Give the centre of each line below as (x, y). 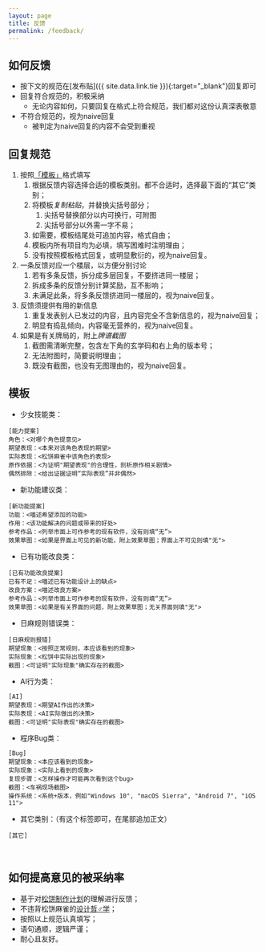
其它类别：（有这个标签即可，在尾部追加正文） (95, 818)
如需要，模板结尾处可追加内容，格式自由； (102, 235)
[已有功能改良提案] (36, 573)
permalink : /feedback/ (46, 31)
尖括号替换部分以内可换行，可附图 (100, 215)
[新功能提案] (27, 506)
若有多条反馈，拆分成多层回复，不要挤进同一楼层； (116, 275)
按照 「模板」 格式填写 (55, 175)
